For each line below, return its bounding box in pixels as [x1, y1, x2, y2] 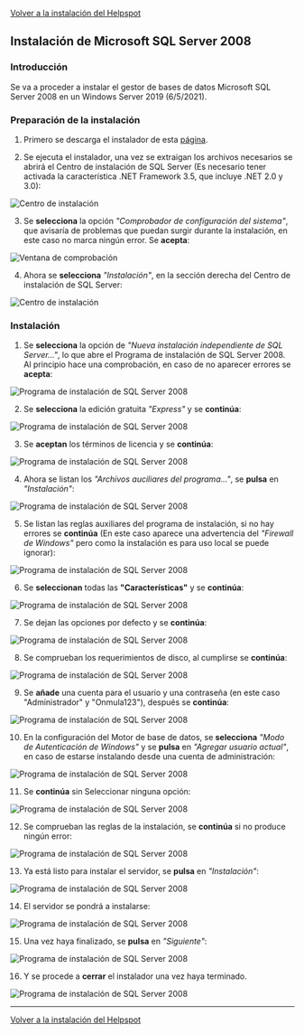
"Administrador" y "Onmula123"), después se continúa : [23, 697, 229, 708]
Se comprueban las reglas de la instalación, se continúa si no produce [23, 822, 287, 832]
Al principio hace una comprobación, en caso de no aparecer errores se [23, 359, 291, 370]
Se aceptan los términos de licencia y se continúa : [23, 438, 214, 450]
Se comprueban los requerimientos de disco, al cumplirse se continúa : [23, 653, 288, 663]
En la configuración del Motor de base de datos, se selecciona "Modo [23, 732, 285, 743]
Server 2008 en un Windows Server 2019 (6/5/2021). [10, 90, 207, 102]
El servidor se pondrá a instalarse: [23, 901, 151, 912]
